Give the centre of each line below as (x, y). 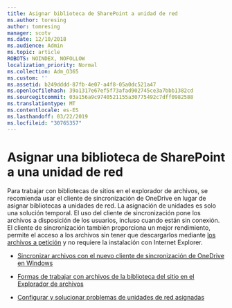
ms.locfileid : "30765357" (44, 123)
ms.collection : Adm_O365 (43, 71)
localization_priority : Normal (52, 65)
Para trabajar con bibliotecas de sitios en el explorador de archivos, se (108, 191)
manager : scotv (29, 33)
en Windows (35, 263)
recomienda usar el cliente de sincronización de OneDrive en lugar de (107, 199)
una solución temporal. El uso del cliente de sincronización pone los (104, 213)
